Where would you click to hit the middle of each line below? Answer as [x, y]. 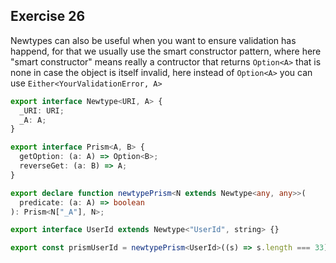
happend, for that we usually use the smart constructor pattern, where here [166, 51]
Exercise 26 [48, 16]
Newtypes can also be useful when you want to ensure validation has [153, 40]
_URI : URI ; [42, 110]
